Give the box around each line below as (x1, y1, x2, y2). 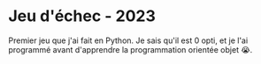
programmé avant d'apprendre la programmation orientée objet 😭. (8, 44, 253, 54)
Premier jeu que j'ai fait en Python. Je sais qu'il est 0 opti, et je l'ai (8, 35, 249, 46)
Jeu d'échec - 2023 (8, 6, 157, 26)
